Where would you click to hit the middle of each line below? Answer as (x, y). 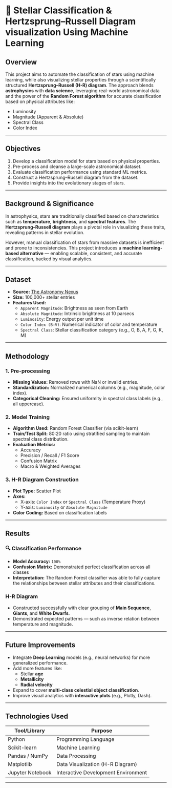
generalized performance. (40, 662)
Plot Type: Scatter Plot (37, 491)
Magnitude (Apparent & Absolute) (48, 117)
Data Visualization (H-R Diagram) (96, 764)
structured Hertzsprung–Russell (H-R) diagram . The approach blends (79, 85)
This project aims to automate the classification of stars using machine (80, 74)
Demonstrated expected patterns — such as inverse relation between (86, 618)
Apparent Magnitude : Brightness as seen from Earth (74, 308)
